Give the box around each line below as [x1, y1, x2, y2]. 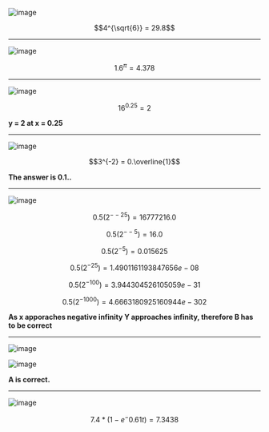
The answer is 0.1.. [8, 172, 72, 182]
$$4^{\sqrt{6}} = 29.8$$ [94, 23, 175, 32]
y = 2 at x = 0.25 [8, 119, 63, 128]
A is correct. [8, 375, 50, 385]
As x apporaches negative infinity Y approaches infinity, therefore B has [8, 313, 254, 322]
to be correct [8, 321, 53, 330]
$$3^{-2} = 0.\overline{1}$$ [88, 157, 181, 167]
